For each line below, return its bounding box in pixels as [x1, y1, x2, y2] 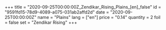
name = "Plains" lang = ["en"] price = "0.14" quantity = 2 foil [37, 15, 161, 20]
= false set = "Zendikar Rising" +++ [4, 19, 78, 25]
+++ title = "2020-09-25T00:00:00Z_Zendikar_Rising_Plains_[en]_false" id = [4, 4, 162, 10]
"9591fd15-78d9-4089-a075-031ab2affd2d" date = [4, 9, 109, 15]
